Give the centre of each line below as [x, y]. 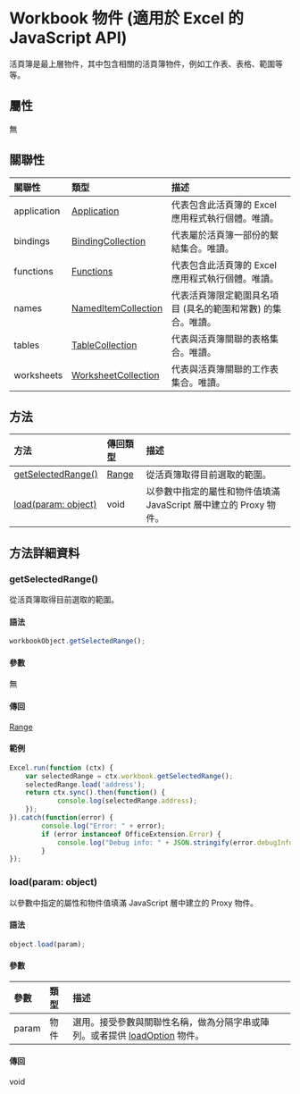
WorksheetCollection [115, 374]
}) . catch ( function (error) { [62, 818]
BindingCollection [108, 240]
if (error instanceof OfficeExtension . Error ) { [131, 834]
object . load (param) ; [48, 944]
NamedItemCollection [117, 307]
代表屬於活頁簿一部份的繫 [225, 235]
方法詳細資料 [45, 553]
